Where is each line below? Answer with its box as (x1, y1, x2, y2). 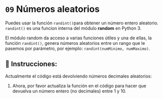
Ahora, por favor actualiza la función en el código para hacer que (12, 83, 147, 89)
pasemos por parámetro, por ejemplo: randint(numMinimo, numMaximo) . (5, 45, 151, 51)
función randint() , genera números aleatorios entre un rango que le (5, 40, 146, 46)
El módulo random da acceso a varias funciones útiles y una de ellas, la (5, 35, 152, 41)
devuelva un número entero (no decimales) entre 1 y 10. (12, 88, 127, 94)
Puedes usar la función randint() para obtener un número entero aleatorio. (5, 20, 159, 26)
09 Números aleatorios (5, 3, 100, 15)
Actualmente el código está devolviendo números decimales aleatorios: (5, 73, 152, 79)
